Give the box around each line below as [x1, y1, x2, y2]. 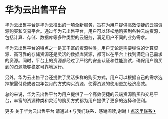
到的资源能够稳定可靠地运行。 [5, 63, 66, 70]
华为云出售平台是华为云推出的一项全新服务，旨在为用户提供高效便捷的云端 [5, 22, 158, 28]
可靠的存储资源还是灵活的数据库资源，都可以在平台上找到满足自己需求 [18, 51, 163, 57]
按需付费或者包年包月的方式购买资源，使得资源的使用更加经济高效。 [9, 80, 150, 86]
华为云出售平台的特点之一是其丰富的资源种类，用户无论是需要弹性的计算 [5, 45, 154, 51]
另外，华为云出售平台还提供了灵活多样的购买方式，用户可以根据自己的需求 [5, 74, 158, 80]
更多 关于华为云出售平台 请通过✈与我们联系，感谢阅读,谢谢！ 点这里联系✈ [5, 108, 156, 114]
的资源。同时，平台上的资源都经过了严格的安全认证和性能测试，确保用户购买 [5, 57, 163, 63]
